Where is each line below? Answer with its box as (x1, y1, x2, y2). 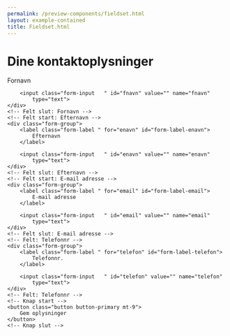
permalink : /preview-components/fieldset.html (7, 10, 145, 17)
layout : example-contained (7, 17, 86, 24)
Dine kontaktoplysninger (7, 53, 154, 69)
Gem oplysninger (20, 310, 68, 317)
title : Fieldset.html (7, 23, 70, 30)
